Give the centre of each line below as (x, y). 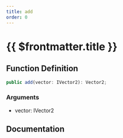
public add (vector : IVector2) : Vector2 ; (57, 82)
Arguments (23, 98)
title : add (20, 12)
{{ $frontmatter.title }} (62, 47)
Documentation (35, 129)
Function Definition (42, 69)
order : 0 (17, 17)
